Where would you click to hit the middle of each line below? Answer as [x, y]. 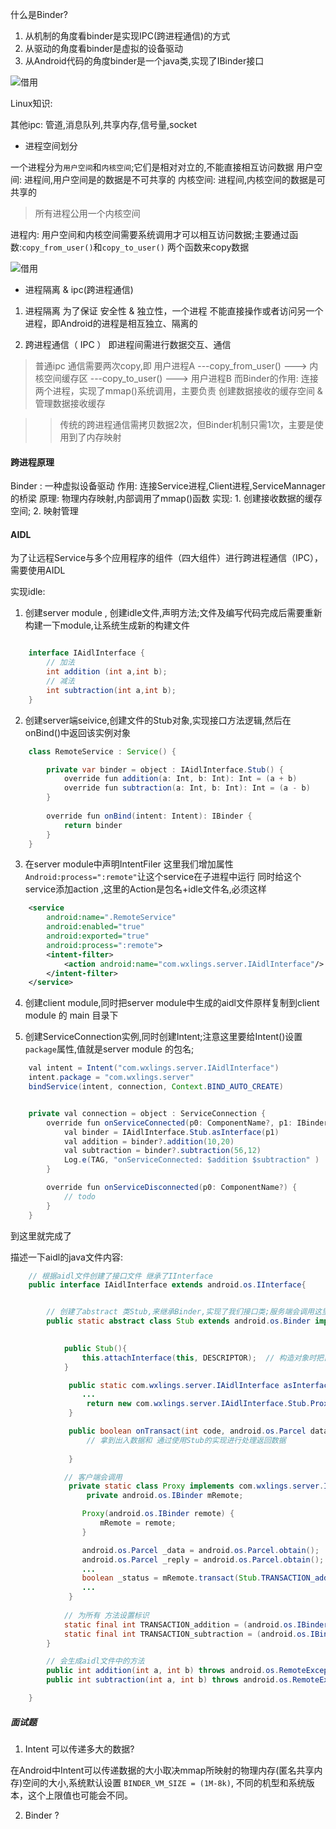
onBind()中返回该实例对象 [78, 732]
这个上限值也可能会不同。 [80, 1795]
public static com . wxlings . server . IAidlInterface [174, 1385]
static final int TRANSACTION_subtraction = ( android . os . [187, 1634]
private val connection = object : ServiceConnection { [147, 1113]
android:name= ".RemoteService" [111, 918]
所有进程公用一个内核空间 [87, 213]
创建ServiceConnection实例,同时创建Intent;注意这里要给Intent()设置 [163, 1037]
